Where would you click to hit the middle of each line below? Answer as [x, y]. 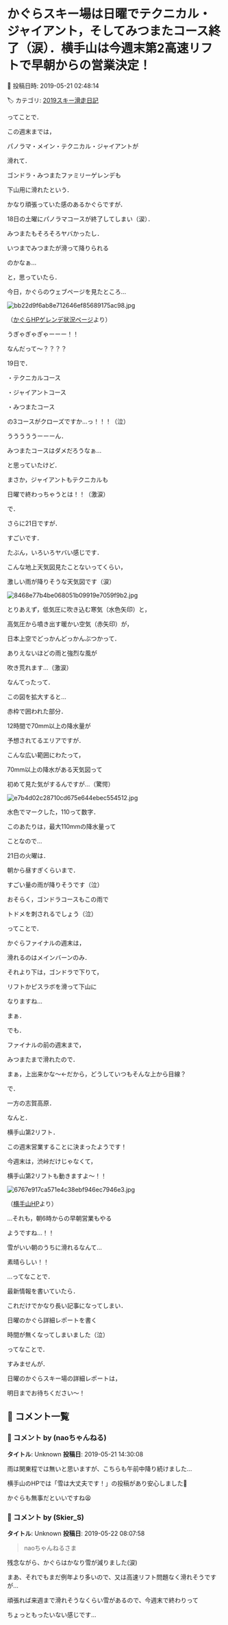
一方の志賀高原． [31, 1103]
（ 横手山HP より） [33, 1204]
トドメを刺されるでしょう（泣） [52, 914]
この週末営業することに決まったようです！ [67, 1146]
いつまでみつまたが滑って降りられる [58, 248]
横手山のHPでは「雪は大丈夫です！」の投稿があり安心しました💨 [97, 1483]
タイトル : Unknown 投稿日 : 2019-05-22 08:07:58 [76, 1533]
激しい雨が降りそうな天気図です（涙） [61, 581]
